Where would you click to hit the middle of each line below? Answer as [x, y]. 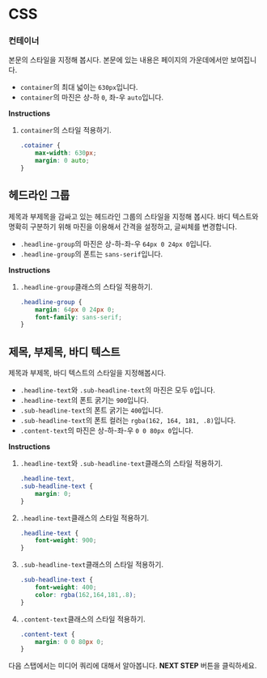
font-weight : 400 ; [66, 587]
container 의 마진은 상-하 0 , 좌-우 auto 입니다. [92, 97]
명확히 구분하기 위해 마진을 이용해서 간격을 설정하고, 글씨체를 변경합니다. [123, 227]
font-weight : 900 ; [66, 540]
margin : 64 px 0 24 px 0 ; [75, 309]
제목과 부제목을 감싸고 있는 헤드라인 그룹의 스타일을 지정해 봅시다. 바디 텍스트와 [133, 216]
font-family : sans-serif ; [79, 317]
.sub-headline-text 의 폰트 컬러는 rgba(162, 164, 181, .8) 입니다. [128, 421]
